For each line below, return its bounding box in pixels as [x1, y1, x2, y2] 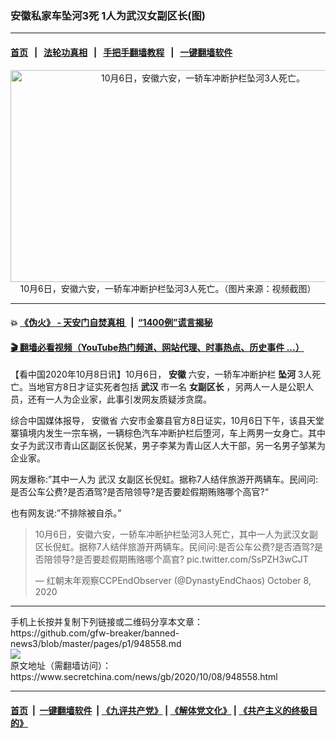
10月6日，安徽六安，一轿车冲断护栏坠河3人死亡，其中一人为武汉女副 [34, 528, 318, 541]
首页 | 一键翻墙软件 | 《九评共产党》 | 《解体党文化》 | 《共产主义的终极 [10, 704, 310, 716]
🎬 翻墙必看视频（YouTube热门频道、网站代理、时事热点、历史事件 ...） [10, 341, 305, 353]
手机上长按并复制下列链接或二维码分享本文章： [10, 616, 203, 628]
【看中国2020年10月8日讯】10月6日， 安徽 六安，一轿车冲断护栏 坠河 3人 [10, 368, 313, 381]
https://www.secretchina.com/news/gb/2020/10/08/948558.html [10, 671, 278, 683]
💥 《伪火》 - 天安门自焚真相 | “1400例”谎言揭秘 [10, 317, 213, 329]
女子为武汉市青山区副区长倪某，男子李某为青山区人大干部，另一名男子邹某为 [10, 440, 326, 452]
